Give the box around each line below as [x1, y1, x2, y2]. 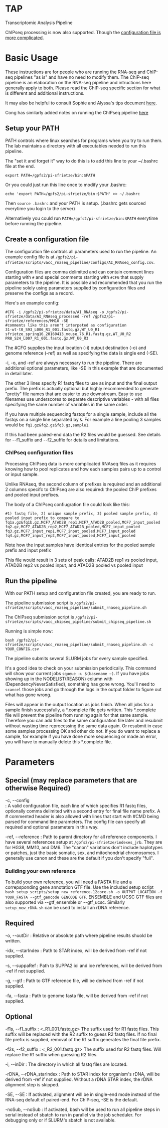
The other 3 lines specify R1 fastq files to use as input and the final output [5, 380, 157, 386]
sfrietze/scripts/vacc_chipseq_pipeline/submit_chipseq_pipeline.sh [5, 619, 151, 624]
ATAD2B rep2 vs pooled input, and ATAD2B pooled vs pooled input [5, 562, 143, 568]
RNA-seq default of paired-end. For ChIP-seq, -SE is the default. [5, 1096, 138, 1102]
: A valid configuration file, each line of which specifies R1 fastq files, [5, 802, 147, 809]
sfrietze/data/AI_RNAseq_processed [5, 314, 80, 319]
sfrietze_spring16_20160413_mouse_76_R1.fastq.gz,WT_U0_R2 [5, 332, 131, 337]
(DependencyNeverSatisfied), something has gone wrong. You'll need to [5, 681, 155, 687]
